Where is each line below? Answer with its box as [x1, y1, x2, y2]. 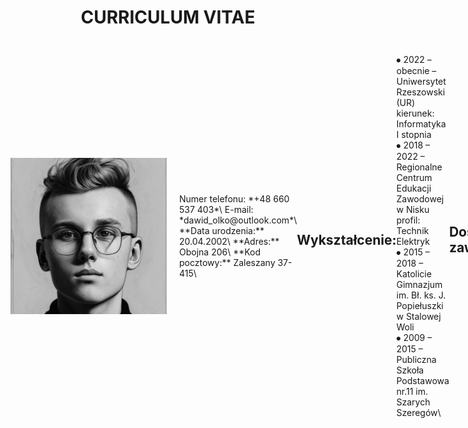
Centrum [396, 172, 433, 184]
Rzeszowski [396, 86, 446, 98]
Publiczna [396, 354, 437, 366]
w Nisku [396, 204, 430, 216]
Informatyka [396, 118, 447, 130]
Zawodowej [396, 193, 445, 205]
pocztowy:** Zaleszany [179, 257, 276, 269]
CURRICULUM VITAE [80, 6, 256, 29]
